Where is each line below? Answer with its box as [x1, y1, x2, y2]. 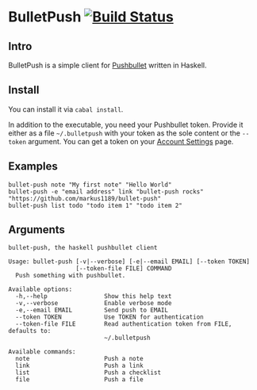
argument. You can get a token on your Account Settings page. [27, 136, 234, 146]
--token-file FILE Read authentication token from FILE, [15, 320, 232, 328]
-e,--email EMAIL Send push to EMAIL [15, 306, 169, 315]
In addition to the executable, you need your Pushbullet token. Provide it [8, 120, 244, 129]
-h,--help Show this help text [15, 292, 172, 300]
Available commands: [8, 348, 77, 356]
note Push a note [15, 355, 144, 363]
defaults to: [8, 327, 52, 335]
